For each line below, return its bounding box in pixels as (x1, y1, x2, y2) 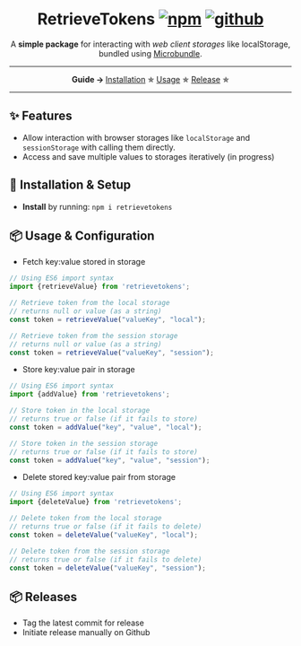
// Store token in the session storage (9, 439, 159, 448)
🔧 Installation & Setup (9, 178, 132, 193)
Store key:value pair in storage (21, 364, 136, 375)
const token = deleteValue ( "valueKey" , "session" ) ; (9, 563, 206, 572)
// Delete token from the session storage (9, 546, 170, 555)
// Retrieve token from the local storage (9, 299, 170, 308)
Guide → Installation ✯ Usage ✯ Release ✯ (71, 74, 230, 84)
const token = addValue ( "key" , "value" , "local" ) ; (9, 423, 202, 432)
